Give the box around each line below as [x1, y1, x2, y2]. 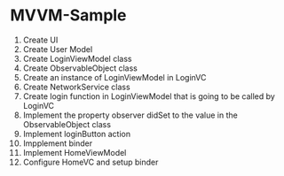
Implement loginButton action [22, 128, 131, 139]
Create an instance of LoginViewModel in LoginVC [22, 72, 207, 82]
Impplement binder [22, 138, 92, 149]
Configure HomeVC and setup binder [22, 157, 159, 167]
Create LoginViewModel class [22, 53, 132, 64]
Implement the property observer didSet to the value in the [22, 110, 238, 120]
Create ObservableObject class [22, 63, 138, 73]
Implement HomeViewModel [22, 147, 127, 157]
